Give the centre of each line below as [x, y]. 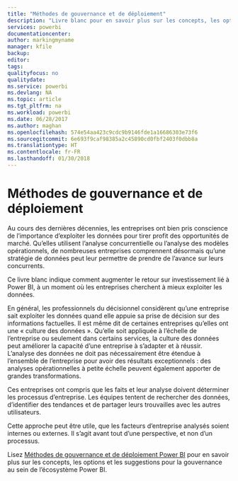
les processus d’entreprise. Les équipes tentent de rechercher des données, [119, 397]
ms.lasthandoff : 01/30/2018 [49, 159]
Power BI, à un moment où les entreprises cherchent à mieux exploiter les [115, 286]
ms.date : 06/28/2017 [38, 119]
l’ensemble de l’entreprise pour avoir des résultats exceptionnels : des [109, 361]
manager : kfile [30, 47]
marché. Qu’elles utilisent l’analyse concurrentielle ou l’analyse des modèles [118, 243]
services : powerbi [34, 27]
